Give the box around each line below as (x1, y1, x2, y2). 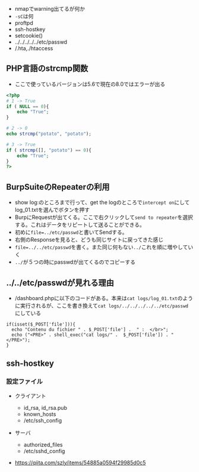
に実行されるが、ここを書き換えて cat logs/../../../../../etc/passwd (14, 302, 189, 309)
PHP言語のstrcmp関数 (6, 63, 89, 73)
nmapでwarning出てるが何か (14, 5, 86, 12)
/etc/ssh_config (23, 417, 62, 424)
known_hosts (23, 411, 56, 418)
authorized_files (23, 441, 63, 448)
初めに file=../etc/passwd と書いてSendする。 (14, 229, 128, 236)
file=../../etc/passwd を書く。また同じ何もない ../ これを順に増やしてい (14, 243, 194, 251)
